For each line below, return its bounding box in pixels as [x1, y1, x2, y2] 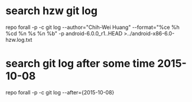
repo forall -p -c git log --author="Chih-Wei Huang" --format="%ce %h [5, 24, 180, 31]
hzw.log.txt [5, 36, 32, 43]
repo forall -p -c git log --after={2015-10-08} [5, 88, 115, 96]
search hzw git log [5, 4, 98, 18]
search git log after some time [5, 57, 155, 70]
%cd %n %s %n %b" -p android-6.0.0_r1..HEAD [5, 29, 123, 37]
